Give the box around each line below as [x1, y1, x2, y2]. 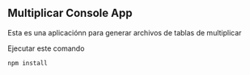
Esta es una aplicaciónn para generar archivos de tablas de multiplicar [7, 27, 242, 37]
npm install [7, 59, 48, 67]
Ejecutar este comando [7, 44, 85, 53]
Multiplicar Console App [7, 6, 133, 20]
